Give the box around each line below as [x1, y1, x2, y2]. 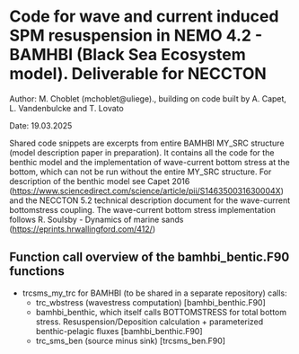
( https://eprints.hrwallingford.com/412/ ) [9, 223, 155, 235]
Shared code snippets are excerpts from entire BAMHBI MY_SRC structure [9, 137, 285, 148]
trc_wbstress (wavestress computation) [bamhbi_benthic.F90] [35, 296, 267, 307]
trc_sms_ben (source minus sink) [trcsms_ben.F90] [35, 335, 226, 346]
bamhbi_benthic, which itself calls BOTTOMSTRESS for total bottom [35, 306, 287, 317]
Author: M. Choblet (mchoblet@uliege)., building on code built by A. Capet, [9, 93, 287, 104]
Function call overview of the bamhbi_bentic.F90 [9, 250, 290, 265]
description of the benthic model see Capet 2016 [9, 175, 190, 186]
